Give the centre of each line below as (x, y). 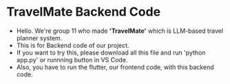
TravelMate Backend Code (84, 12)
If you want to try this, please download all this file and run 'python (111, 53)
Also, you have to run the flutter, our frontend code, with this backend (115, 67)
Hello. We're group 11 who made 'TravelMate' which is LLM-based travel (120, 31)
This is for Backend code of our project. (73, 45)
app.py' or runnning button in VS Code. (72, 59)
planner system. (39, 38)
